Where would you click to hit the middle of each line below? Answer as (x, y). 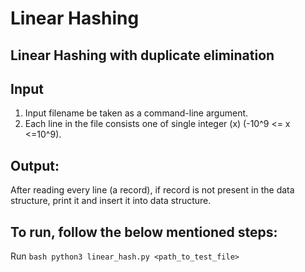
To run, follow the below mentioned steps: (144, 232)
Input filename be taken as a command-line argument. (136, 113)
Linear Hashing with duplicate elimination (142, 55)
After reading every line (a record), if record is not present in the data (152, 190)
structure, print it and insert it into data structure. (111, 201)
